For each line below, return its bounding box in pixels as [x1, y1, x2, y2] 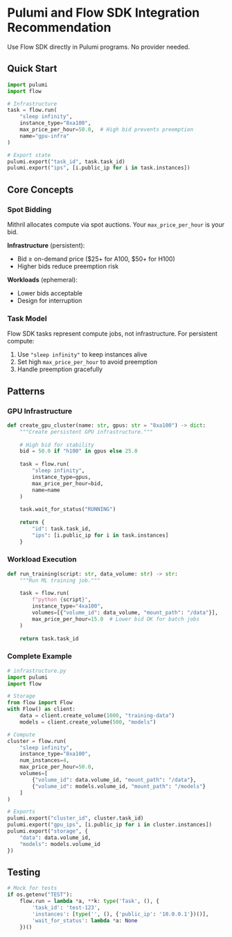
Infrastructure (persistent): [7, 241, 85, 250]
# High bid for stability [19, 441, 95, 448]
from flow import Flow [7, 699, 73, 706]
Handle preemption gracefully [17, 365, 102, 373]
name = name [32, 487, 60, 494]
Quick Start [7, 63, 57, 74]
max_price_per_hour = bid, [32, 480, 104, 487]
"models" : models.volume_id [19, 840, 100, 847]
